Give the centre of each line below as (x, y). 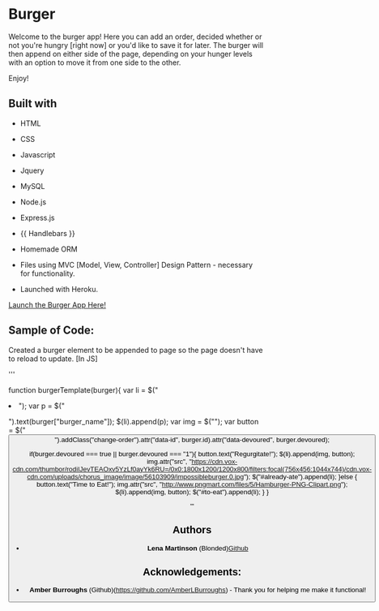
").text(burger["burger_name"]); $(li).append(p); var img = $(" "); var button (134, 421)
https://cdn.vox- (214, 461)
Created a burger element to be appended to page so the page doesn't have (136, 350)
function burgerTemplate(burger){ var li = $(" (83, 389)
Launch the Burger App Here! (57, 304)
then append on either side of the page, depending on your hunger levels (130, 54)
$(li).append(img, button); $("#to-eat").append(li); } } (192, 492)
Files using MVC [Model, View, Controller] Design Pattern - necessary (136, 265)
